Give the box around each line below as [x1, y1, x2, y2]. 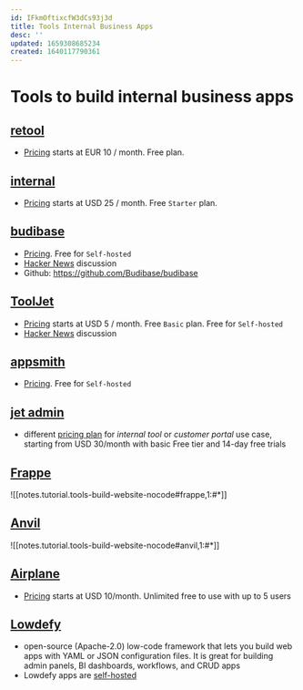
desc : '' [10, 30, 44, 39]
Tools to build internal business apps [10, 87, 294, 108]
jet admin [10, 405, 65, 420]
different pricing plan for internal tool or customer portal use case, [23, 429, 272, 440]
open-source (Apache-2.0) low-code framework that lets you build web [23, 641, 293, 652]
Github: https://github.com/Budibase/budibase [23, 267, 198, 278]
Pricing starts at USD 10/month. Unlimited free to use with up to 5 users [23, 590, 292, 602]
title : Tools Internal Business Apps [10, 22, 154, 31]
